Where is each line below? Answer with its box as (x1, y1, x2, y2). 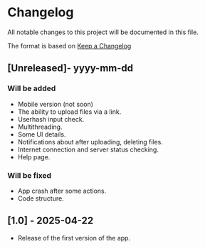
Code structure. (17, 194, 64, 203)
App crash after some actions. (17, 186, 107, 195)
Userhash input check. (17, 115, 85, 123)
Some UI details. (17, 129, 66, 139)
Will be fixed (7, 170, 52, 180)
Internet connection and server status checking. (17, 145, 159, 154)
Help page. (17, 152, 51, 161)
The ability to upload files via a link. (17, 107, 122, 116)
